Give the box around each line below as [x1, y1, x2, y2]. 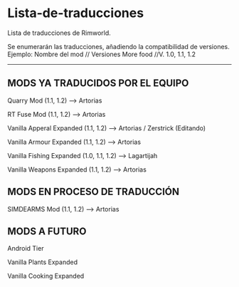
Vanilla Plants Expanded [7, 258, 78, 266]
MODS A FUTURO [7, 225, 87, 237]
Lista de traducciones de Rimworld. [7, 28, 112, 37]
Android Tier [7, 244, 44, 253]
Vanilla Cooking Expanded [7, 272, 85, 281]
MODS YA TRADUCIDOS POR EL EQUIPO [7, 77, 189, 90]
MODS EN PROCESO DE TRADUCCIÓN [7, 186, 180, 198]
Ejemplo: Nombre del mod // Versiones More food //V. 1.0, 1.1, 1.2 [7, 50, 196, 58]
